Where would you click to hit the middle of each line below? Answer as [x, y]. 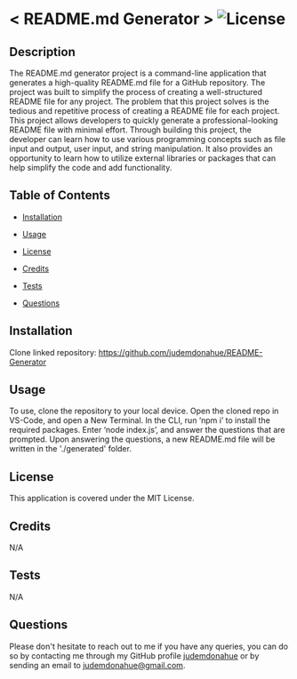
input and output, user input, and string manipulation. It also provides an [141, 148]
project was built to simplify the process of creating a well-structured [136, 92]
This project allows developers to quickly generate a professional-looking [144, 120]
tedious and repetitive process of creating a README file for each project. [144, 111]
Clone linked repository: [53, 352]
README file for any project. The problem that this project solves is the [139, 101]
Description [42, 52]
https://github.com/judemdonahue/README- [181, 352]
